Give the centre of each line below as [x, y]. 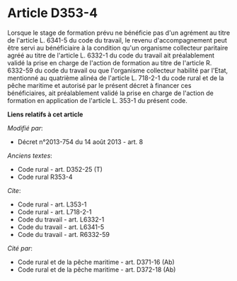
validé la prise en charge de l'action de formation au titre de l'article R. [110, 62]
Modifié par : [25, 128]
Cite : [14, 190]
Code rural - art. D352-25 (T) [60, 169]
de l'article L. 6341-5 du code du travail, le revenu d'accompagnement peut [117, 40]
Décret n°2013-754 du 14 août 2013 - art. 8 [80, 142]
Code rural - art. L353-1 [52, 204]
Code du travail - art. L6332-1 [61, 219]
